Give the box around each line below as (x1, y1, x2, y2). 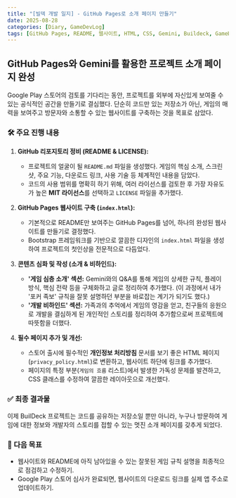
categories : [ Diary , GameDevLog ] (7, 23, 105, 30)
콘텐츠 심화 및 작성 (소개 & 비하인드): (17, 260, 117, 268)
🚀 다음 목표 (7, 440, 42, 449)
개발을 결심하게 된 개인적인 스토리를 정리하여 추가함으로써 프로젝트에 (35, 310, 223, 319)
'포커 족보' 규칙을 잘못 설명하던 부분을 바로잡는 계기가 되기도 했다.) (27, 293, 211, 301)
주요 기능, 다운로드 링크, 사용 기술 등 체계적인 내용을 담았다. (37, 171, 200, 179)
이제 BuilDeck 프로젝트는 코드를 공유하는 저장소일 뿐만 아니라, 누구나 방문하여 (7, 411, 221, 420)
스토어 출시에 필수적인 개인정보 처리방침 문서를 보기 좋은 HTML (27, 349, 202, 357)
